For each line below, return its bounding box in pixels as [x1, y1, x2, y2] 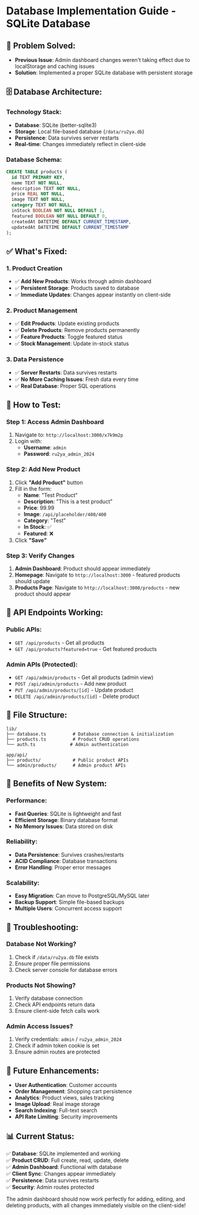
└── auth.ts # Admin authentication [6, 741, 129, 748]
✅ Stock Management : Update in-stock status [14, 340, 129, 347]
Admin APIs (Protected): [6, 660, 78, 668]
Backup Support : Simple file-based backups [14, 898, 125, 906]
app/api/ [6, 752, 28, 758]
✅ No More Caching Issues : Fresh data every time [14, 376, 139, 383]
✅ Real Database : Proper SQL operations [14, 382, 116, 389]
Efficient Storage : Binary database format [14, 816, 118, 823]
